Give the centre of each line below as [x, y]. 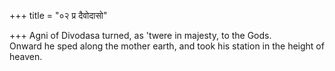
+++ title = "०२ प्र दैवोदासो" [58, 15]
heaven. [26, 56]
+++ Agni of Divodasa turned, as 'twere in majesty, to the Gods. [140, 35]
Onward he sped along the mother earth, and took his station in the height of [167, 46]
